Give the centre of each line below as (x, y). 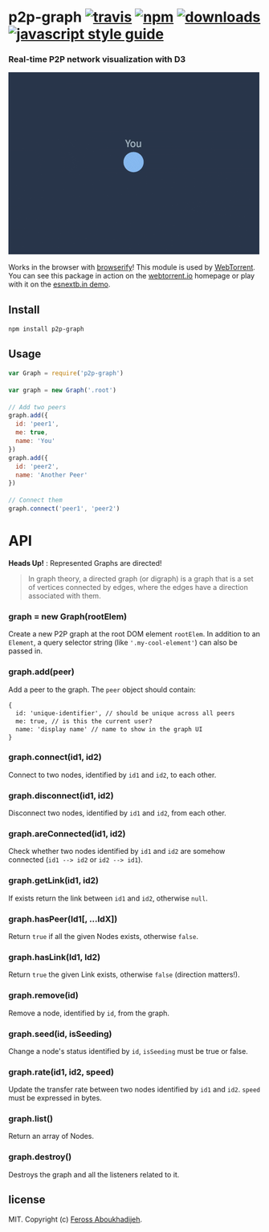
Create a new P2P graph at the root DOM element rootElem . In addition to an (134, 634)
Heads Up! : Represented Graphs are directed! (85, 563)
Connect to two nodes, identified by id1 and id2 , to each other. (112, 775)
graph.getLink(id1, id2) (53, 880)
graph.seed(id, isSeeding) (60, 1034)
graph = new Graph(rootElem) (67, 616)
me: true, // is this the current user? (84, 721)
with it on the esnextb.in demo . (59, 284)
